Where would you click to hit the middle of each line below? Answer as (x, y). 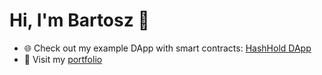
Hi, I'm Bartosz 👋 (79, 20)
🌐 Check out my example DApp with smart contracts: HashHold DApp (167, 48)
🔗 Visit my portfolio (63, 59)
